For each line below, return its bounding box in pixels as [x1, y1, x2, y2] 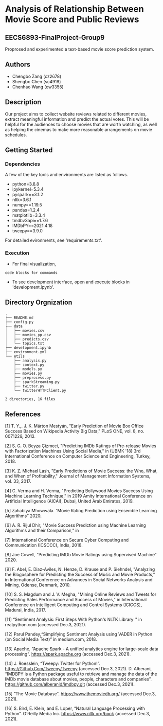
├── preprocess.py [14, 375, 51, 380]
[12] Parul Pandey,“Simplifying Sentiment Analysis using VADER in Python [5, 631, 152, 637]
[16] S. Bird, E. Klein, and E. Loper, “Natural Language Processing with [5, 705, 145, 711]
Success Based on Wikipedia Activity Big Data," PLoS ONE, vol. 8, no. [5, 428, 145, 434]
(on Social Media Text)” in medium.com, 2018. [5, 636, 97, 642]
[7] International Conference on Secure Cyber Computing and [5, 537, 129, 543]
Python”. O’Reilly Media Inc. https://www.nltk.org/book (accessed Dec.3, [5, 711, 150, 717]
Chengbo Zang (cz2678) [12, 73, 62, 79]
